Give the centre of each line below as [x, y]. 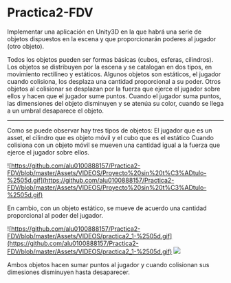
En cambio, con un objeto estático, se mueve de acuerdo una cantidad [107, 208]
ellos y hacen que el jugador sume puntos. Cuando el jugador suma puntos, [114, 96]
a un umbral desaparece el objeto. [56, 111]
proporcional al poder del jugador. [55, 215]
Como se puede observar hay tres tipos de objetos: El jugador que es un [110, 130]
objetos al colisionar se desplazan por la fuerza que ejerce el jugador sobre [114, 89]
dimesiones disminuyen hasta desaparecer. [69, 272]
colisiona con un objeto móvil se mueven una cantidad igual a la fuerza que [114, 145]
